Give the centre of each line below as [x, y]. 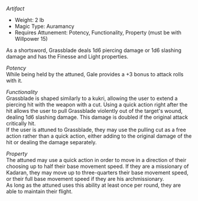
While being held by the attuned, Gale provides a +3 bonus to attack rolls [95, 74]
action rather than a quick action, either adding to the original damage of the [99, 136]
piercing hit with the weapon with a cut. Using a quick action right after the [97, 105]
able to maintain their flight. [39, 191]
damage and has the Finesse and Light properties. [67, 56]
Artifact [15, 9]
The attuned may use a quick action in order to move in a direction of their [96, 160]
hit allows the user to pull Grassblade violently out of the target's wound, [95, 111]
